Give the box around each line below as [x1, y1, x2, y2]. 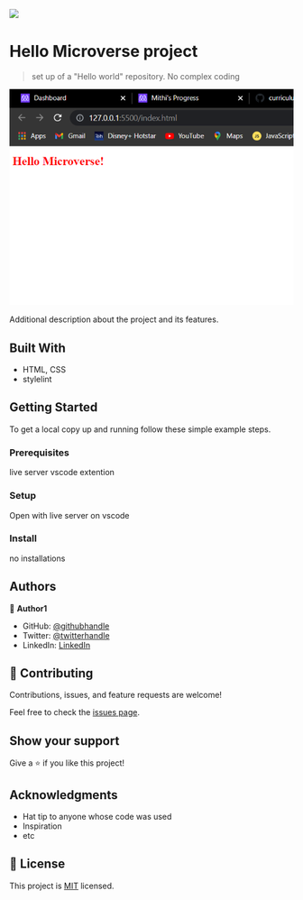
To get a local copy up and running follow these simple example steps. [9, 424, 271, 435]
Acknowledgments [9, 787, 119, 803]
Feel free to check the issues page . [9, 707, 140, 718]
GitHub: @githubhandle [22, 620, 110, 631]
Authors [9, 579, 57, 594]
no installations [9, 553, 66, 564]
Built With [9, 340, 66, 355]
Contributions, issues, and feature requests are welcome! [9, 690, 223, 701]
